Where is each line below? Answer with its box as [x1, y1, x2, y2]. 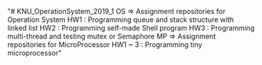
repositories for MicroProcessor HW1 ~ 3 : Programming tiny [7, 40, 203, 49]
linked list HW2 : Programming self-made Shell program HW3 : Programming [7, 23, 255, 32]
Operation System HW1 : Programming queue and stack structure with [7, 15, 235, 24]
